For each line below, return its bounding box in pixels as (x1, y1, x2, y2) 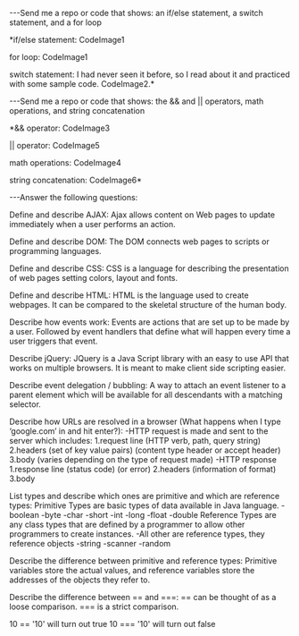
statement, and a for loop (9, 17, 103, 28)
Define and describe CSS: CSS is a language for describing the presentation (9, 263, 289, 274)
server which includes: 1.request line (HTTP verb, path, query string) (9, 436, 262, 445)
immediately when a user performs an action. (9, 219, 176, 229)
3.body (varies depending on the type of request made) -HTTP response (9, 454, 277, 464)
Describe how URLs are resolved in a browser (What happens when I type (9, 416, 281, 427)
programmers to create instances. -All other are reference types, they (9, 529, 265, 539)
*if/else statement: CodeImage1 (9, 35, 125, 45)
